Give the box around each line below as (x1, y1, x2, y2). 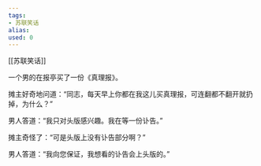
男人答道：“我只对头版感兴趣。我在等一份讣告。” (8, 116, 163, 126)
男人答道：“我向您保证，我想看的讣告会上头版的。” (8, 149, 170, 159)
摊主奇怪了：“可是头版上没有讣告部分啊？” (8, 133, 146, 142)
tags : (8, 11, 26, 20)
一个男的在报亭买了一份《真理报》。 (8, 72, 122, 83)
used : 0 (8, 33, 34, 42)
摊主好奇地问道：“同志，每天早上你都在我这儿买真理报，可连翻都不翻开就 (8, 90, 247, 99)
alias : (8, 26, 30, 34)
